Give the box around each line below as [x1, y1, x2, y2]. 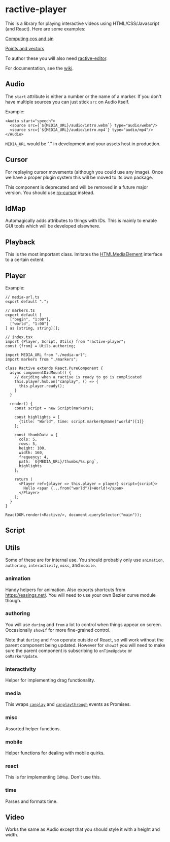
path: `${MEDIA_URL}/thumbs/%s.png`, [18, 459, 99, 464]
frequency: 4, [18, 455, 49, 460]
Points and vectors [5, 45, 45, 51]
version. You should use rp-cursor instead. [5, 189, 95, 196]
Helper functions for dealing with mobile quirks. [5, 750, 105, 756]
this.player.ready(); [18, 383, 65, 388]
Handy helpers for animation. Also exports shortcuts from [5, 587, 126, 593]
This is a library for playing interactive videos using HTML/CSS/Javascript [5, 20, 160, 26]
